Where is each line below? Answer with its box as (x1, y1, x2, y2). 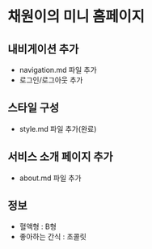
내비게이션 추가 (7, 42, 79, 56)
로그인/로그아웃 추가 (19, 75, 83, 85)
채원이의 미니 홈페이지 (7, 7, 145, 26)
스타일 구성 (7, 101, 60, 115)
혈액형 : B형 (19, 222, 57, 231)
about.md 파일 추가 (19, 173, 82, 183)
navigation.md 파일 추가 (19, 65, 98, 74)
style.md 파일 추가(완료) (19, 124, 97, 133)
